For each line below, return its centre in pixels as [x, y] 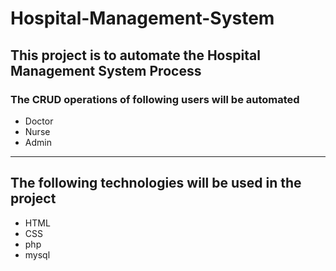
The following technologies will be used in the [156, 183]
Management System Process [106, 70]
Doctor [39, 121]
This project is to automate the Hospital [135, 55]
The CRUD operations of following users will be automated [155, 99]
